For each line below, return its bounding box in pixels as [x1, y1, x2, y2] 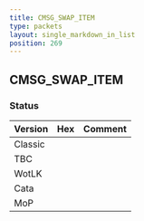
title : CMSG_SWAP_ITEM [9, 13, 95, 23]
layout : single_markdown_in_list [9, 30, 136, 39]
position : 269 [9, 38, 63, 48]
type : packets [9, 22, 63, 31]
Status [9, 99, 39, 111]
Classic [14, 138, 45, 150]
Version [14, 122, 49, 135]
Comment [82, 122, 127, 135]
